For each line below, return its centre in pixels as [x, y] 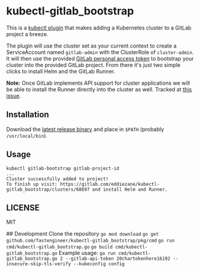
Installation [28, 115]
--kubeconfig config [99, 264]
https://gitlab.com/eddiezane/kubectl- [110, 184]
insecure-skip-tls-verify [38, 264]
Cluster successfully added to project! [58, 179]
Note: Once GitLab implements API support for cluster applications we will [98, 83]
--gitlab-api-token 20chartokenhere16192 [118, 259]
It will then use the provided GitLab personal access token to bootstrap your [100, 58]
